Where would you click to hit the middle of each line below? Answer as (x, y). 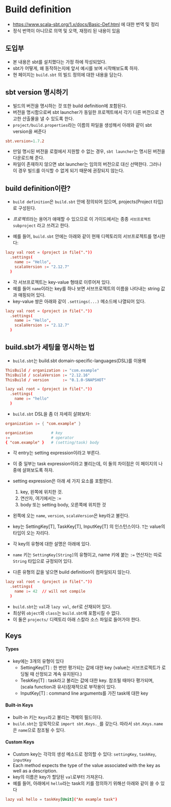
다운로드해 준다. (28, 158)
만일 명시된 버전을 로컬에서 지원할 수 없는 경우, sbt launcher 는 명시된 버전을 (89, 151)
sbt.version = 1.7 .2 (25, 141)
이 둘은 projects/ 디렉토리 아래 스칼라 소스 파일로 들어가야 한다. (77, 619)
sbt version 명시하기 (37, 93)
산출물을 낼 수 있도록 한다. (48, 119)
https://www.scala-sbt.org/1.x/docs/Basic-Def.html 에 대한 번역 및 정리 (86, 24)
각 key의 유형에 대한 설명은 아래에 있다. (52, 544)
